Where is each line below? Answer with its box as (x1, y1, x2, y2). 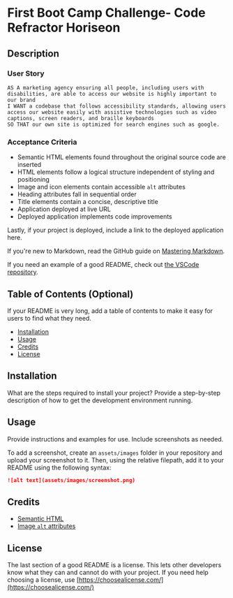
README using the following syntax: (7, 463, 112, 472)
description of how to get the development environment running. (7, 396, 193, 404)
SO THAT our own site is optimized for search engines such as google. (7, 121, 220, 128)
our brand (7, 96, 36, 103)
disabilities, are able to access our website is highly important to (7, 90, 217, 97)
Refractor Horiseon (7, 20, 121, 36)
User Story (7, 68, 45, 78)
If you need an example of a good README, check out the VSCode (7, 261, 200, 269)
